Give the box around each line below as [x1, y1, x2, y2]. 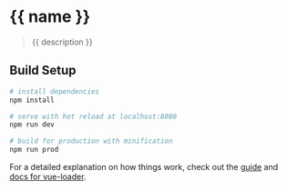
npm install [9, 95, 55, 105]
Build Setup [9, 63, 77, 78]
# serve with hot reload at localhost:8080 [9, 112, 178, 121]
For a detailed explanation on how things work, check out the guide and [9, 162, 279, 172]
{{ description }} [31, 36, 93, 47]
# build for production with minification [9, 136, 173, 146]
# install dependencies [9, 86, 100, 96]
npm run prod [9, 145, 59, 155]
